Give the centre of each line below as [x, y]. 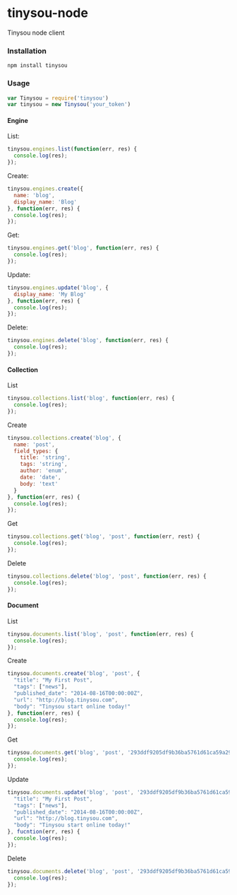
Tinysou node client [36, 33]
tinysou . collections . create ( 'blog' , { [64, 438]
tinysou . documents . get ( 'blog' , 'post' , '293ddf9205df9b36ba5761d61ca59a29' [121, 753]
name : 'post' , [34, 444]
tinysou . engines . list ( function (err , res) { [72, 149]
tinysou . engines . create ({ [45, 189]
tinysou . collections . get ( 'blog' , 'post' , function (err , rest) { [104, 537]
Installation [27, 51]
